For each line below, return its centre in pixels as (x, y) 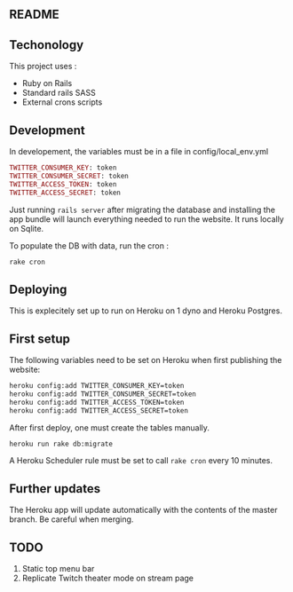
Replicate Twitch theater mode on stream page (107, 578)
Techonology (47, 45)
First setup (40, 339)
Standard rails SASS (59, 93)
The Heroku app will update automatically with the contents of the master (143, 510)
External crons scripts (62, 102)
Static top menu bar (58, 569)
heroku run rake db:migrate (61, 444)
